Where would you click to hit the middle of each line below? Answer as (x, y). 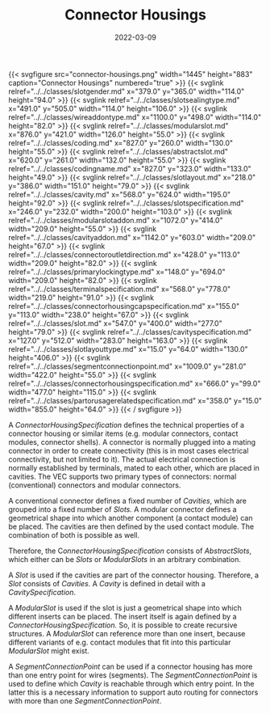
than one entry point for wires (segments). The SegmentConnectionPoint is (133, 675)
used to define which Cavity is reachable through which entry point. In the (131, 683)
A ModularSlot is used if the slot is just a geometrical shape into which (125, 607)
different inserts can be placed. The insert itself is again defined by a (123, 616)
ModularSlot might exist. (49, 651)
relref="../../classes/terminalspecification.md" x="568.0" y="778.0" (120, 289)
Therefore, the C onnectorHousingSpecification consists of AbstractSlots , (130, 551)
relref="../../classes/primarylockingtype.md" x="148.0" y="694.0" (117, 272)
